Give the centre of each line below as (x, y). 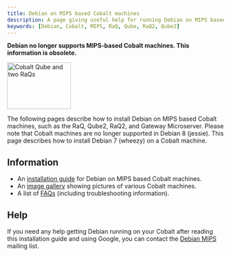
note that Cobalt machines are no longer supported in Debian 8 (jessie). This (115, 134)
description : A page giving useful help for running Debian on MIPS (107, 20)
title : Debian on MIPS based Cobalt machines (73, 13)
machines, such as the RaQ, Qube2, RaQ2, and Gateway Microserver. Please (115, 126)
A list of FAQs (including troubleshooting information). (93, 193)
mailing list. (23, 246)
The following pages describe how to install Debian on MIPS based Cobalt (112, 119)
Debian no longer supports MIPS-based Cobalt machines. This (98, 46)
